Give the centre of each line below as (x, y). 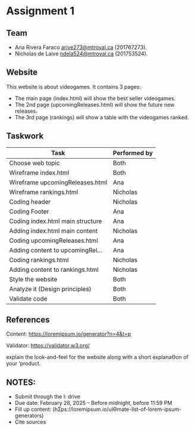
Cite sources (30, 422)
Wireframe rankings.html (44, 192)
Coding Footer (29, 211)
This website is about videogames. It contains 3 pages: (74, 86)
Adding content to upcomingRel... (56, 250)
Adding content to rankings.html (54, 270)
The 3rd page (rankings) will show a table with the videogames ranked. (102, 117)
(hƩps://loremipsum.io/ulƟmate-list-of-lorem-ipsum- (117, 409)
